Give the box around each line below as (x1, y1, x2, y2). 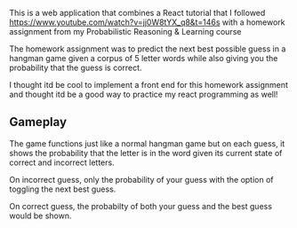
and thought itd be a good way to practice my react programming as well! (9, 89, 278, 99)
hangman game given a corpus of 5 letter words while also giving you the (9, 53, 278, 63)
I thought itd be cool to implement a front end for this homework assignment (9, 80, 289, 90)
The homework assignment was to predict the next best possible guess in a (9, 43, 286, 54)
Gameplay (9, 114, 68, 130)
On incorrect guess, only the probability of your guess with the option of (9, 174, 274, 185)
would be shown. (9, 210, 73, 221)
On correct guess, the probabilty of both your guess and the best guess (9, 200, 273, 211)
